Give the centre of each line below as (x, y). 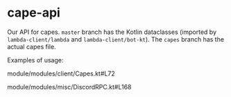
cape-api (34, 13)
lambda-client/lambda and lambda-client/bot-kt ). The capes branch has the (115, 39)
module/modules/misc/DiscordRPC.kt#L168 (69, 87)
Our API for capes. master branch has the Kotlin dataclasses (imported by (112, 32)
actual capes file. (32, 46)
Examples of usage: (35, 60)
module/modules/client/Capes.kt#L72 (61, 73)
